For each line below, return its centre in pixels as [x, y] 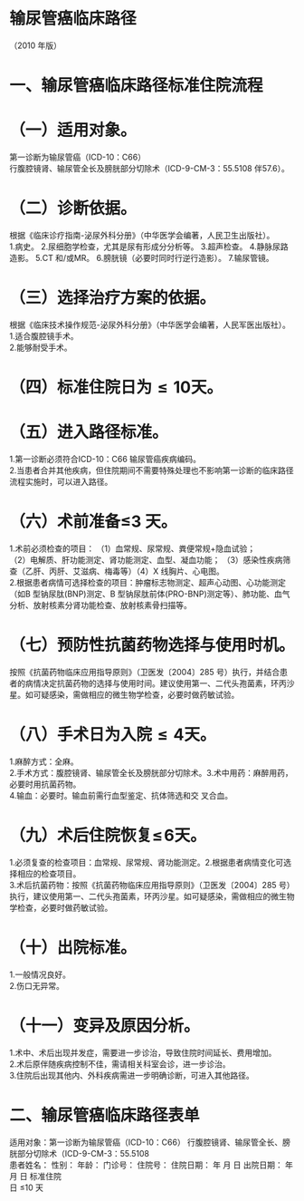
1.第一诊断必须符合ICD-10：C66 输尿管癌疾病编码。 [105, 460]
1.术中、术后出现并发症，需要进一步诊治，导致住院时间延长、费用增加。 [143, 1052]
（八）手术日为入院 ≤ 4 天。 [113, 735]
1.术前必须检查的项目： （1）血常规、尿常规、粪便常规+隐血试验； [133, 548]
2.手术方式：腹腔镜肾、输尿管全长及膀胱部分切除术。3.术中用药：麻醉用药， [151, 772]
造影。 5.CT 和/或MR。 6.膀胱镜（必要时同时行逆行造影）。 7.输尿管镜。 [142, 258]
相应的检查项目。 [49, 873]
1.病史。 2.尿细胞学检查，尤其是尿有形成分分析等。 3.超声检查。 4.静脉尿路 [149, 247]
